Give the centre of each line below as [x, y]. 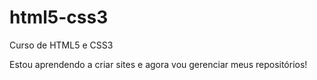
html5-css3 [59, 17]
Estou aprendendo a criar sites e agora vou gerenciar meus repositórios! [158, 64]
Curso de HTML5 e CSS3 [61, 45]
